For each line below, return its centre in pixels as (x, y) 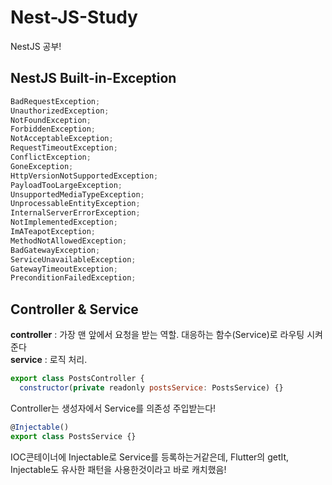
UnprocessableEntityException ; (75, 204)
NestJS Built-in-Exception (93, 78)
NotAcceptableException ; (62, 139)
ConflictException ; (51, 157)
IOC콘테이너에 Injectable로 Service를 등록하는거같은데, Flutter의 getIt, (150, 457)
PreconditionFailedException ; (73, 278)
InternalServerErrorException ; (75, 213)
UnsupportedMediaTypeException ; (77, 194)
